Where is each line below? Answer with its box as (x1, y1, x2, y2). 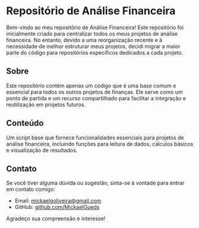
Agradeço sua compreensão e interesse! (6, 215, 106, 222)
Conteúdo (6, 118, 44, 128)
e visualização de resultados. (6, 147, 78, 154)
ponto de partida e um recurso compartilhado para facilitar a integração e (6, 94, 186, 102)
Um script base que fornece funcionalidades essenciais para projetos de (6, 134, 184, 141)
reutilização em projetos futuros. (6, 101, 86, 108)
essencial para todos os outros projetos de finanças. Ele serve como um (6, 88, 183, 96)
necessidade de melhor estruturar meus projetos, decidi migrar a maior (6, 43, 181, 50)
